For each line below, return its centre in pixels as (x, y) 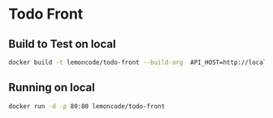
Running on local (52, 88)
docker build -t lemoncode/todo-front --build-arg (96, 62)
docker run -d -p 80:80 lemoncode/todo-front (87, 106)
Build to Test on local (62, 44)
